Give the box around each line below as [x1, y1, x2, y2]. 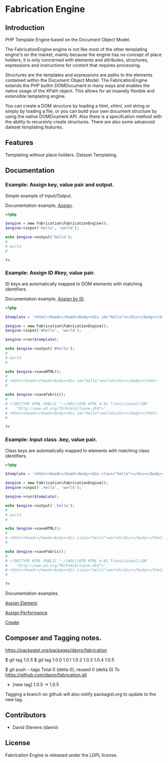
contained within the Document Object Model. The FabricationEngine [5, 77, 147, 83]
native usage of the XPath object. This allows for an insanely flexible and [5, 88, 155, 93]
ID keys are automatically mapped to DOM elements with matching [5, 281, 142, 287]
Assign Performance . [5, 610, 49, 616]
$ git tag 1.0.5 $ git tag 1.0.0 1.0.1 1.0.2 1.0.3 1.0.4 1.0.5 [5, 657, 114, 663]
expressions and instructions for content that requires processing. [5, 62, 141, 68]
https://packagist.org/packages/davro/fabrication [5, 647, 107, 653]
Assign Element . [5, 600, 38, 606]
